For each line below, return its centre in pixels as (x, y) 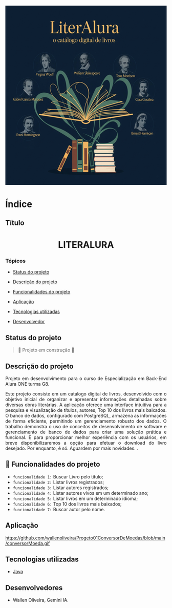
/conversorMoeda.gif (28, 543)
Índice (19, 204)
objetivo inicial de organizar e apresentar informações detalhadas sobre (86, 400)
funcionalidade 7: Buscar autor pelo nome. (59, 509)
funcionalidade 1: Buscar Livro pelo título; (58, 476)
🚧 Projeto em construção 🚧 (46, 350)
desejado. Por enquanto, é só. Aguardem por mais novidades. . (72, 448)
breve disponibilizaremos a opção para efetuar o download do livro (86, 443)
